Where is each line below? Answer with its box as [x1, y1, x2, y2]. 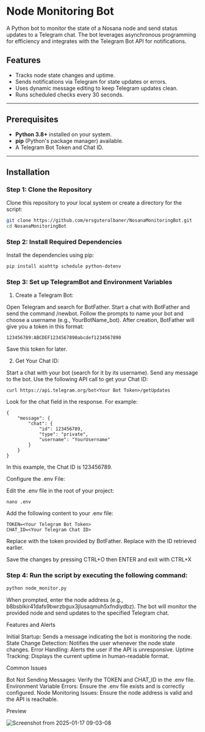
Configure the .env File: [6, 475, 65, 483]
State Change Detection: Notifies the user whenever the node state [6, 639, 175, 646]
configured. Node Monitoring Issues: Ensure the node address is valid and [6, 689, 193, 696]
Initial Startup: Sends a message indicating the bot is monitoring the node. [6, 632, 192, 640]
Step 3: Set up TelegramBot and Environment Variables [6, 278, 173, 287]
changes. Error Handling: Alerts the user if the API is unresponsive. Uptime [6, 646, 194, 653]
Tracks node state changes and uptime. [15, 71, 115, 79]
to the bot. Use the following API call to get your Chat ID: [6, 376, 148, 383]
